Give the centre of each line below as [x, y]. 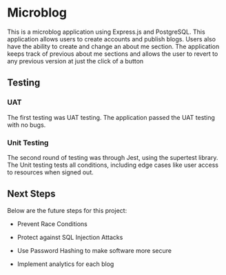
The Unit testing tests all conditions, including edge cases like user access [113, 165]
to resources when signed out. [51, 172]
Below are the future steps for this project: [67, 210]
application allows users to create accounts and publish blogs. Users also [111, 39]
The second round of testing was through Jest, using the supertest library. [113, 157]
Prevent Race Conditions [52, 224]
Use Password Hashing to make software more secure [94, 250]
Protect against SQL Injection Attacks [70, 237]
